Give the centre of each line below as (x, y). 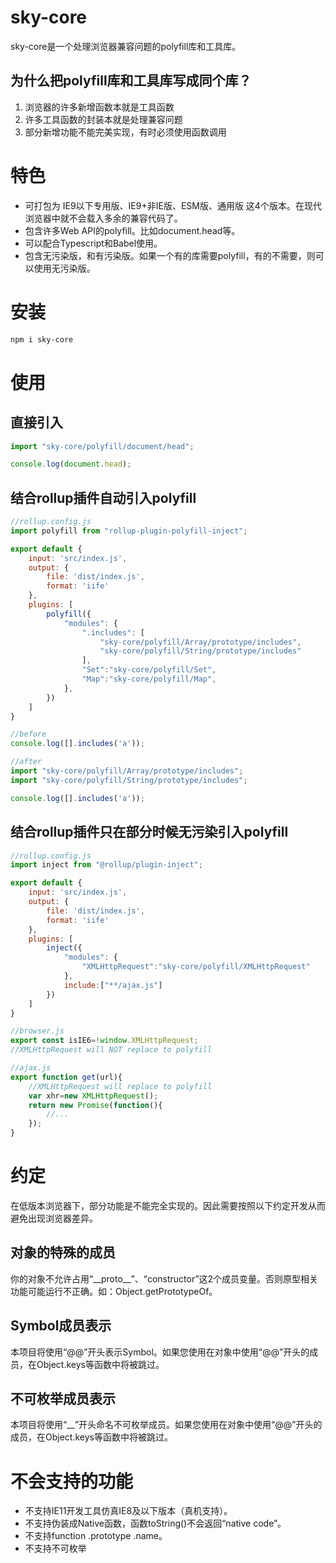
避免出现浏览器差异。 (54, 1218)
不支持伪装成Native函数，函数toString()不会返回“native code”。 (155, 1523)
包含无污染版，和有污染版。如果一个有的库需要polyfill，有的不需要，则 (170, 255)
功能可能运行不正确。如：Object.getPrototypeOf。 (114, 1291)
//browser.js (37, 1031)
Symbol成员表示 (61, 1326)
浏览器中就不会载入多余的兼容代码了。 (103, 218)
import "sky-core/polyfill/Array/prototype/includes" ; (127, 771)
